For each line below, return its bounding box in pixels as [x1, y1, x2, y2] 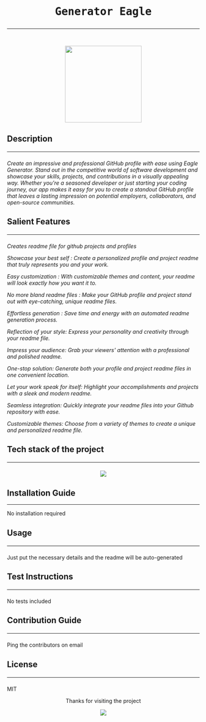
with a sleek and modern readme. [7, 390, 92, 397]
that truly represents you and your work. [7, 261, 109, 268]
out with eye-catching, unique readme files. [7, 298, 117, 305]
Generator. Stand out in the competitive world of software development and [7, 166, 198, 174]
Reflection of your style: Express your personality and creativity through [7, 328, 189, 335]
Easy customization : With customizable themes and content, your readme [7, 272, 195, 280]
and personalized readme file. [7, 426, 83, 434]
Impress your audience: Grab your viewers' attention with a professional [7, 346, 189, 353]
